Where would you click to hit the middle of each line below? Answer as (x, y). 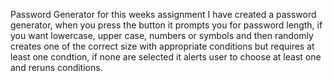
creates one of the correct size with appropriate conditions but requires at (162, 46)
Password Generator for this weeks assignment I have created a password (163, 14)
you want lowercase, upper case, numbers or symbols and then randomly (162, 35)
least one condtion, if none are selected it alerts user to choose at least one (166, 57)
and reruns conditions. (56, 67)
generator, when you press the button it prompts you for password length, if (166, 25)
